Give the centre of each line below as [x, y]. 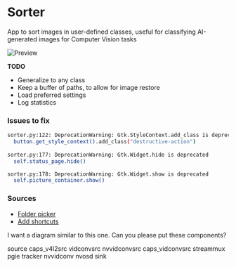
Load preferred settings [52, 95]
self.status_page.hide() [50, 161]
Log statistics [37, 102]
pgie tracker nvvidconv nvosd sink [57, 256]
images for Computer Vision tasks [87, 39]
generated [22, 39]
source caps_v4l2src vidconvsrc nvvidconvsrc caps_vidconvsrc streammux [116, 248]
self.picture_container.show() [59, 181]
